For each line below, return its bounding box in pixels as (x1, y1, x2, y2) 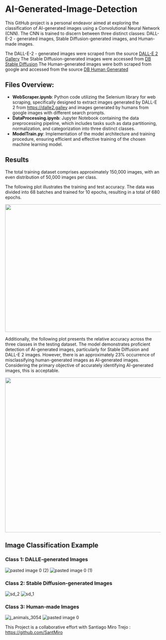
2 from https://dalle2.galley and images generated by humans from (12, 104, 149, 110)
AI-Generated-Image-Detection (5, 3, 137, 15)
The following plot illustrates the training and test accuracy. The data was (5, 183, 155, 189)
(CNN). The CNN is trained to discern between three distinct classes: (5, 30, 146, 36)
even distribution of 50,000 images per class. (5, 174, 98, 180)
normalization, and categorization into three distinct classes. (12, 125, 135, 131)
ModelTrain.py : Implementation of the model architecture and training (12, 130, 156, 137)
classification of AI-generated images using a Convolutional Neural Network (5, 25, 160, 31)
